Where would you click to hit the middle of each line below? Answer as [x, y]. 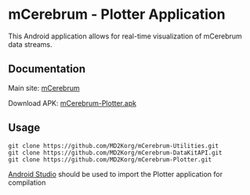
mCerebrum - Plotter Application [117, 14]
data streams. [30, 44]
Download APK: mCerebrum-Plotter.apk [72, 103]
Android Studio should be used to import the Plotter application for [116, 174]
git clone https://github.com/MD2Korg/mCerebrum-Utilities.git [114, 146]
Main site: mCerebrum [44, 88]
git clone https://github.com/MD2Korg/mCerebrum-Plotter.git [110, 159]
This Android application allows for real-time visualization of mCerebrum [125, 36]
